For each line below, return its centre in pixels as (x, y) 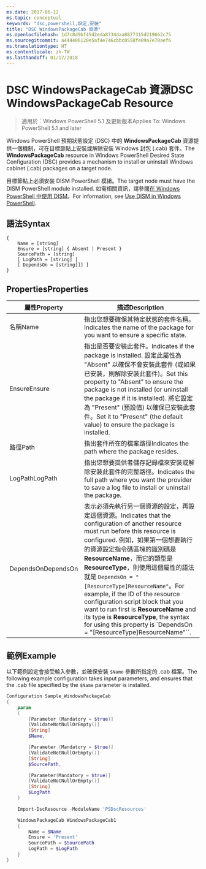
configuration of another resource (133, 523)
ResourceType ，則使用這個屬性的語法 (139, 567)
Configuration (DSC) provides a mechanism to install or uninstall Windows (100, 161)
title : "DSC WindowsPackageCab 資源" (54, 29)
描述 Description (140, 308)
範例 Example (31, 655)
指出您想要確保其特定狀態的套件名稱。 (139, 319)
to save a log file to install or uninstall (137, 488)
